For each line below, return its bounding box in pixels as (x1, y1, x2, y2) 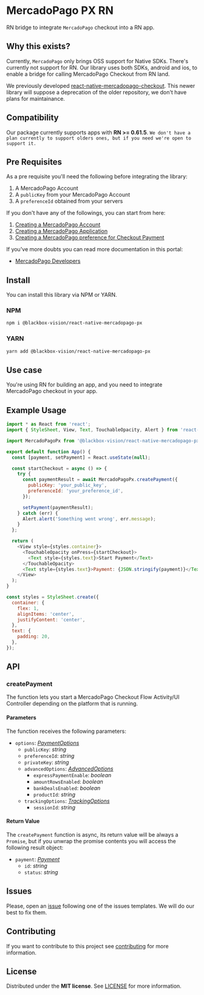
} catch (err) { (17, 510, 59, 516)
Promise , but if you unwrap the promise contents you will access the (6, 837, 176, 845)
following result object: (6, 844, 64, 851)
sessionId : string (33, 803, 76, 811)
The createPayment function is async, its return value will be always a (6, 831, 178, 838)
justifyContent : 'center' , (17, 616, 86, 622)
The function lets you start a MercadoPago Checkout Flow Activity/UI (6, 693, 180, 701)
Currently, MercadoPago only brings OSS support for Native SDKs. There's (6, 57, 189, 64)
